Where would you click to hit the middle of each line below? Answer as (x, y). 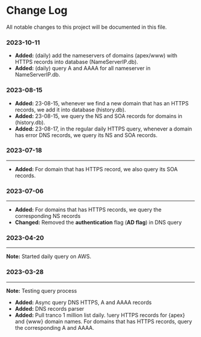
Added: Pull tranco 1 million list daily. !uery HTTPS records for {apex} (100, 315)
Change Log (37, 10)
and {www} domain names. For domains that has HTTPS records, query (103, 321)
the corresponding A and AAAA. (54, 327)
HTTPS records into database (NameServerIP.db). (77, 62)
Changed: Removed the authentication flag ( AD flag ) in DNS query (98, 223)
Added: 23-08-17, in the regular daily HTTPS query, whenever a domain (103, 129)
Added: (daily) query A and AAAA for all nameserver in (83, 68)
